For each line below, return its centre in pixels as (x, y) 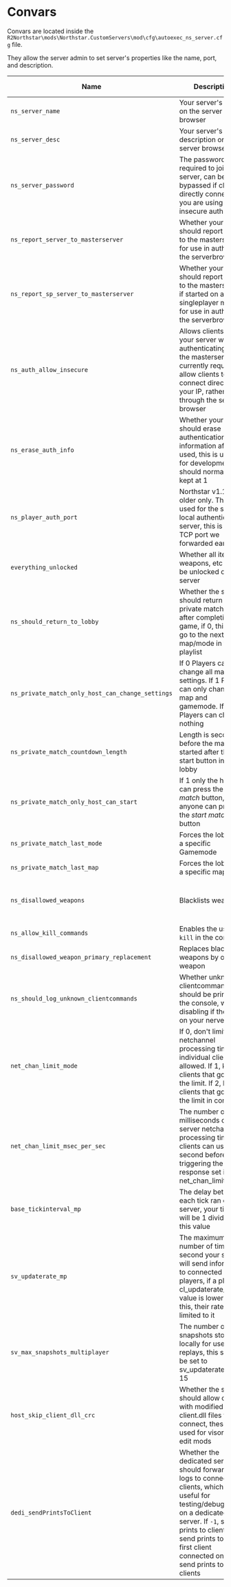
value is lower (201, 1298)
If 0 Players (197, 663)
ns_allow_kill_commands (49, 933)
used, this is (198, 454)
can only (193, 689)
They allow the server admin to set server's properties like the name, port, (112, 58)
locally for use (202, 1343)
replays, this (199, 1352)
